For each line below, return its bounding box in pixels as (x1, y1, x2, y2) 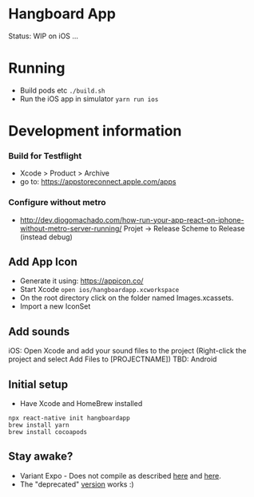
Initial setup (8, 377, 69, 391)
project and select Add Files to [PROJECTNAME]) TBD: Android (8, 354, 217, 364)
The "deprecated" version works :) (19, 479, 134, 489)
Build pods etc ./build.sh (19, 85, 105, 95)
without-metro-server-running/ (19, 223, 122, 233)
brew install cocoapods (8, 428, 88, 436)
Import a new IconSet (19, 302, 91, 311)
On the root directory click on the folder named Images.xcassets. (19, 293, 234, 303)
